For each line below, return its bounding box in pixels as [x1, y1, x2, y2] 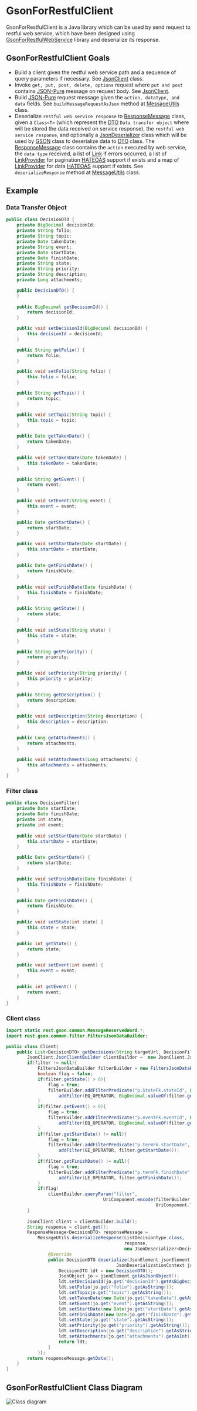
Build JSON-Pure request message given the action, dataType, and [14, 94, 180, 101]
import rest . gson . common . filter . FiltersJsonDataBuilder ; [6, 1033, 148, 1039]
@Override [47, 1251, 72, 1257]
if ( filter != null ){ [27, 1060, 77, 1066]
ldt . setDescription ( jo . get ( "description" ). [58, 1328, 167, 1334]
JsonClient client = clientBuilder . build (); [27, 1219, 138, 1225]
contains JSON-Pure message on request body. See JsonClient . [14, 87, 170, 95]
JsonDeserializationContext [116, 1262, 185, 1268]
